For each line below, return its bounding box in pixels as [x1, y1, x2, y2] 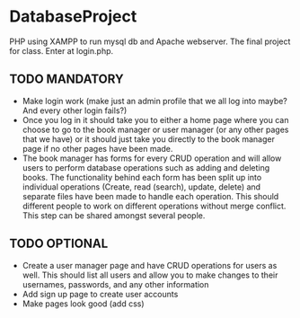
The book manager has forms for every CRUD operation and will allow [22, 153, 282, 163]
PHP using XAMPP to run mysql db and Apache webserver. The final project [9, 36, 291, 47]
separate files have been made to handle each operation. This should [22, 190, 279, 201]
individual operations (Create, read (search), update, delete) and [22, 181, 261, 192]
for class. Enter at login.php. [9, 45, 114, 56]
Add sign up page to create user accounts [22, 288, 179, 299]
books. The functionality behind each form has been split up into [22, 172, 262, 182]
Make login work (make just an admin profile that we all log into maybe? [22, 95, 287, 106]
